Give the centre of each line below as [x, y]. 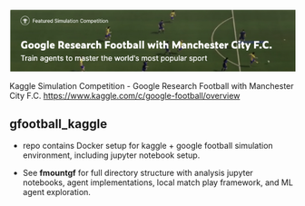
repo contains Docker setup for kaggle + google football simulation [148, 146]
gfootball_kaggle [58, 124]
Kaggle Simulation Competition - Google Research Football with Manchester [152, 85]
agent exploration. [56, 192]
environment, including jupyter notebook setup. [111, 155]
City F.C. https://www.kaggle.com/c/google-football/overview [125, 95]
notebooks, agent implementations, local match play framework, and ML [157, 182]
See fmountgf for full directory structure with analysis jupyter [138, 173]
